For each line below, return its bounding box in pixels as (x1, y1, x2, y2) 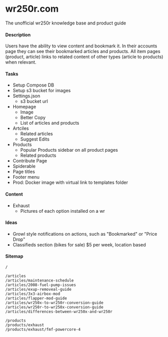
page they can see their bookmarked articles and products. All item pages (5, 48, 160, 54)
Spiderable (12, 163, 36, 170)
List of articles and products (20, 120, 79, 126)
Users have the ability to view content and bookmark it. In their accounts (5, 43, 157, 49)
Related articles (20, 131, 53, 137)
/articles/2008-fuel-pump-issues (5, 282, 76, 288)
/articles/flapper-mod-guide (5, 296, 67, 301)
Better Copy (20, 115, 46, 121)
